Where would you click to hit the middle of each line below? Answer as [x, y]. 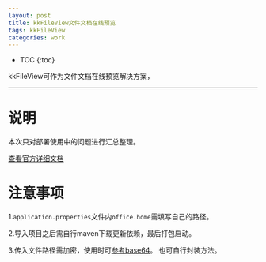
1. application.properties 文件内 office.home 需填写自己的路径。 [111, 217]
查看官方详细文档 [36, 159]
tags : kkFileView [37, 30]
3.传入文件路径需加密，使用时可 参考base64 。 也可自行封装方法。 [115, 250]
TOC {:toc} [37, 60]
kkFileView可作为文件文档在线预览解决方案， [81, 77]
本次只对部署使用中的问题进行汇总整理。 [74, 142]
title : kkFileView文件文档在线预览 [62, 23]
